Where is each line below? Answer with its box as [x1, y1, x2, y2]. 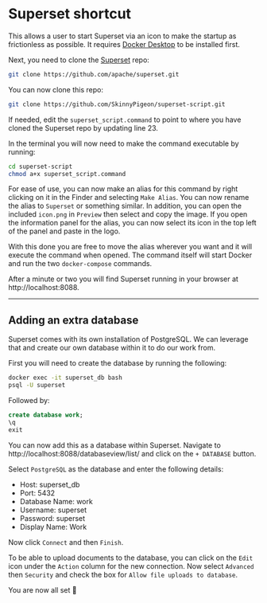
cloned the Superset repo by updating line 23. [8, 123, 159, 132]
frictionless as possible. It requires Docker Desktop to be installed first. [8, 39, 240, 49]
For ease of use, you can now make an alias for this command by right [8, 184, 238, 194]
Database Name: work [19, 496, 93, 506]
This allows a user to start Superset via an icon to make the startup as [8, 31, 237, 41]
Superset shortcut [8, 5, 132, 23]
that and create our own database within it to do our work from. [8, 343, 216, 353]
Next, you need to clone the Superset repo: [8, 55, 149, 65]
